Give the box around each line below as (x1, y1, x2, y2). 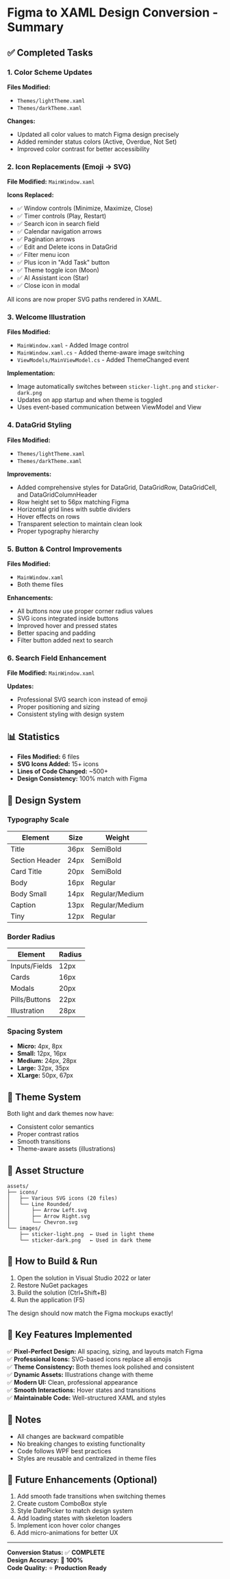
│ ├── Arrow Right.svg (7, 1213, 90, 1220)
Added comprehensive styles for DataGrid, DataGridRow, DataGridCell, (16, 483, 217, 491)
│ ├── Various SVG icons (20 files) (7, 1195, 118, 1202)
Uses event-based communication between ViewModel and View (16, 403, 202, 412)
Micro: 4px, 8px (16, 1042, 63, 1051)
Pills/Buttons (10, 995, 51, 1005)
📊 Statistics (7, 730, 60, 743)
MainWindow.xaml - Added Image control (16, 341, 129, 350)
